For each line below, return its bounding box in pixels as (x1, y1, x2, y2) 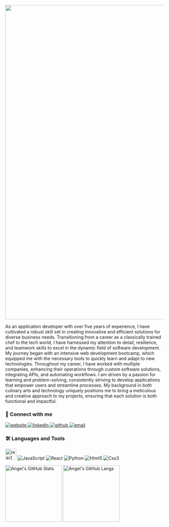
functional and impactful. (5, 398, 57, 404)
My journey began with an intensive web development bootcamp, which (5, 350, 154, 356)
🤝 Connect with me (5, 410, 53, 417)
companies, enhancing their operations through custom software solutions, (5, 366, 161, 372)
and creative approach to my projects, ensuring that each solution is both (5, 393, 157, 399)
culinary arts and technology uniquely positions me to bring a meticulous (5, 388, 156, 393)
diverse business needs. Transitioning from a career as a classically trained (5, 334, 161, 340)
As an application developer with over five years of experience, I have (5, 323, 150, 329)
